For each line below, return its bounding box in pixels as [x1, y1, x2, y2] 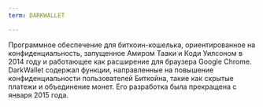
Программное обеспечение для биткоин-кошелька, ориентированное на [8, 40, 256, 50]
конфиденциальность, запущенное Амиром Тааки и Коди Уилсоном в [8, 48, 243, 57]
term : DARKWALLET [8, 11, 65, 20]
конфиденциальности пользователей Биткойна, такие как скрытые [8, 73, 235, 83]
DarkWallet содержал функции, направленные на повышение [8, 65, 214, 75]
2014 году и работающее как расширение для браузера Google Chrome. [8, 57, 252, 66]
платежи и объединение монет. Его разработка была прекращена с [8, 82, 237, 91]
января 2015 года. [8, 90, 69, 99]
